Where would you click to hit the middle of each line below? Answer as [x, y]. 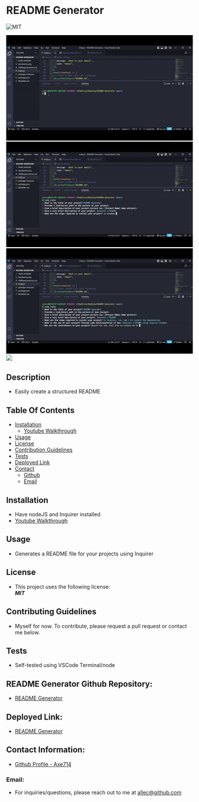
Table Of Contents [41, 410]
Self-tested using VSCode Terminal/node [65, 665]
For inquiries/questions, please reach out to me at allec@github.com [98, 792]
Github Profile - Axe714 [43, 764]
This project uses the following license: [62, 586]
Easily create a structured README [57, 391]
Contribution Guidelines [44, 450]
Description [28, 378]
